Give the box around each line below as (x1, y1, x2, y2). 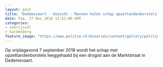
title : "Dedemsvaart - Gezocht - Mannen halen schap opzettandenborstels (5, 12, 158, 16)
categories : (5, 20, 29, 26)
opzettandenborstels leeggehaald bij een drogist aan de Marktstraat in (5, 52, 146, 58)
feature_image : (5, 34, 36, 39)
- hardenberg (5, 29, 32, 34)
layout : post (5, 7, 32, 12)
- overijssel (5, 25, 32, 30)
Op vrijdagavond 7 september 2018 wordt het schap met (5, 47, 118, 53)
